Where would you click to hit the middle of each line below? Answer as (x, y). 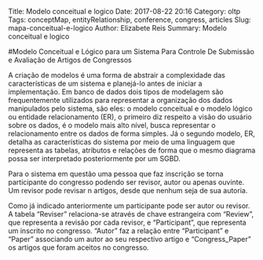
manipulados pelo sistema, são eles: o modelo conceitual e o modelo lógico (130, 108)
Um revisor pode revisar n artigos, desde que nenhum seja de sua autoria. (128, 190)
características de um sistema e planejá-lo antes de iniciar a (105, 83)
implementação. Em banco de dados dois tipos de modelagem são (116, 92)
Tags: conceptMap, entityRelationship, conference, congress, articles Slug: (130, 20)
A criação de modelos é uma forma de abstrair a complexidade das (117, 75)
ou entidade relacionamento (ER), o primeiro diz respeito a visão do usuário (130, 117)
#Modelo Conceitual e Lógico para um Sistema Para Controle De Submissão (131, 51)
